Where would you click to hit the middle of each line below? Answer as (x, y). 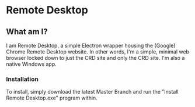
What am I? (27, 32)
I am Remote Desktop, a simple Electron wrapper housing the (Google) (91, 45)
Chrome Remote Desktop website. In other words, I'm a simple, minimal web (98, 52)
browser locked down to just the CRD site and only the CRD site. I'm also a (95, 58)
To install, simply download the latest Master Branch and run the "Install (93, 92)
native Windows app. (31, 64)
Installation (22, 79)
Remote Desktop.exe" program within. (52, 98)
